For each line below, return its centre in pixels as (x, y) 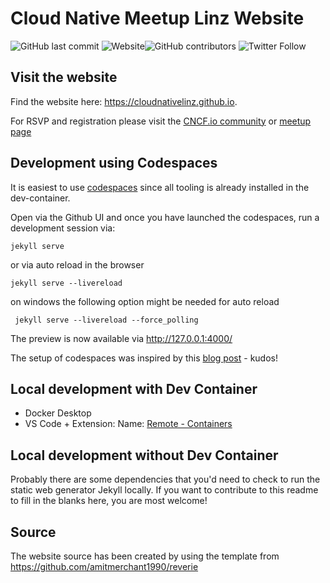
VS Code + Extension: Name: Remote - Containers (128, 424)
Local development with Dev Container (134, 388)
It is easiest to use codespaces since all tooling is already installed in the (160, 187)
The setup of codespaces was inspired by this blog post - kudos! (144, 358)
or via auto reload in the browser (77, 264)
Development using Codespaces (114, 163)
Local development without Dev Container (144, 455)
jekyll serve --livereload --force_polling (106, 320)
